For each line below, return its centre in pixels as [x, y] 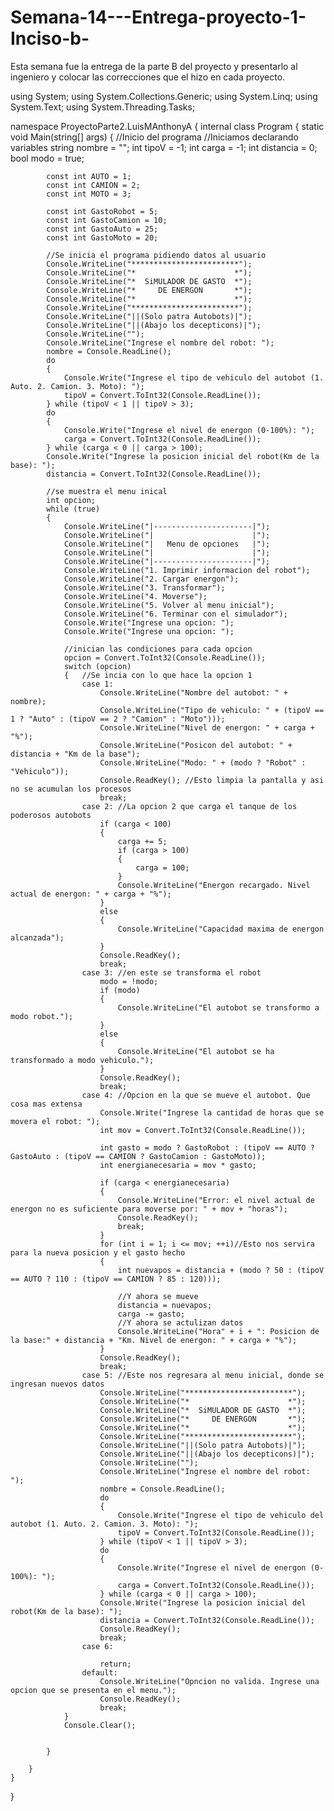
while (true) [73, 509]
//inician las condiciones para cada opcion [158, 649]
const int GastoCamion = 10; [107, 220]
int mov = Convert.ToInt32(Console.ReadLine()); [203, 1130]
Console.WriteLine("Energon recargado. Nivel [214, 885]
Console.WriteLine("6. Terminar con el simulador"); [175, 614]
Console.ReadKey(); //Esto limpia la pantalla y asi [212, 780]
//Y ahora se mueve [158, 1296]
